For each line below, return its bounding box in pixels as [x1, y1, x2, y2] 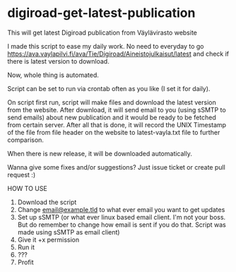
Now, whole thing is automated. [7, 71, 99, 79]
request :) [7, 170, 36, 179]
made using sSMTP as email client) [17, 227, 120, 236]
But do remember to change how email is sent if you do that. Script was [17, 220, 226, 229]
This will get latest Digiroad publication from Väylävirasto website [7, 28, 198, 37]
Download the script [17, 198, 77, 206]
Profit [17, 258, 34, 266]
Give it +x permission [17, 235, 80, 244]
